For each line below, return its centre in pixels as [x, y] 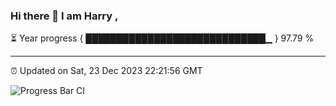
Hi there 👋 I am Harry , [64, 16]
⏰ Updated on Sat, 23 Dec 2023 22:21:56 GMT [106, 71]
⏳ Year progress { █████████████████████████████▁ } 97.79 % [162, 38]
